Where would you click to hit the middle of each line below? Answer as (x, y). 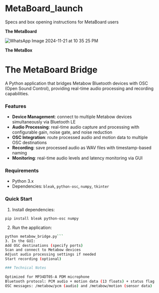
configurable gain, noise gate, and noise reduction (62, 132)
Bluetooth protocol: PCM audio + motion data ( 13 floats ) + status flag (80, 281)
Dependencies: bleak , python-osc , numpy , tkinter (61, 186)
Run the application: (32, 227)
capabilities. (17, 93)
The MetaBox (19, 50)
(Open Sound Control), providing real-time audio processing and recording (79, 88)
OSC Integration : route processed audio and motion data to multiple (80, 138)
